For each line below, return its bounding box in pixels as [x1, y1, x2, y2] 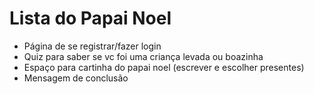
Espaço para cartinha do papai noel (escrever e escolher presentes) [23, 61, 305, 73]
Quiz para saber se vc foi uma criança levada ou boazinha [23, 50, 264, 62]
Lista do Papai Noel [9, 7, 172, 30]
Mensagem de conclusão [23, 72, 129, 84]
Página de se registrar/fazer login [23, 40, 162, 52]
